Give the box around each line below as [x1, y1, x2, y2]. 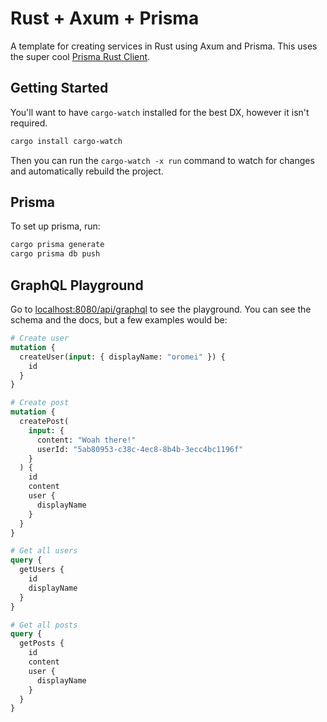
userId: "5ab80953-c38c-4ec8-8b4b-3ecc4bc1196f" [36, 444, 244, 454]
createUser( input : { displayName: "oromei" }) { [19, 352, 226, 362]
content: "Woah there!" [36, 435, 137, 445]
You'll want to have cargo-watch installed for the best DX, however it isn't [10, 106, 310, 118]
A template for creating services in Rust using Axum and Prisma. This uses [10, 40, 318, 52]
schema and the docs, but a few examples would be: [10, 314, 228, 326]
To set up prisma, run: [10, 220, 101, 232]
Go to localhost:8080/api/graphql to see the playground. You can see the [10, 303, 312, 315]
